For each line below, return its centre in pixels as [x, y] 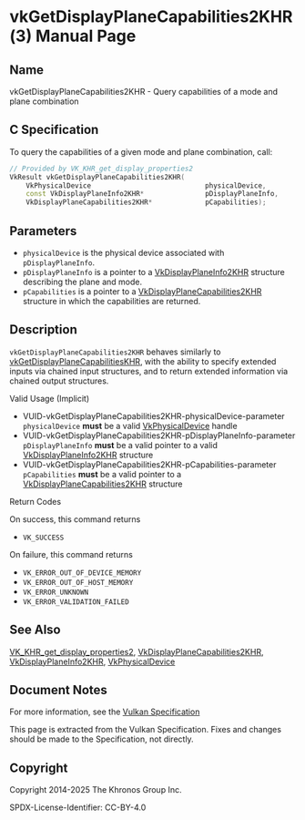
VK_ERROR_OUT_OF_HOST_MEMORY [78, 582]
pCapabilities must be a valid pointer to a [102, 474]
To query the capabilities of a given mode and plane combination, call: [141, 151]
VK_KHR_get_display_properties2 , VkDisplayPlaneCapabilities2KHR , [137, 651]
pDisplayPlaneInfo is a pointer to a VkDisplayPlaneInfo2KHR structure [153, 272]
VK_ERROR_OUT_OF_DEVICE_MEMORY [82, 573]
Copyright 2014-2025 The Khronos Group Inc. [96, 790]
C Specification [54, 130]
